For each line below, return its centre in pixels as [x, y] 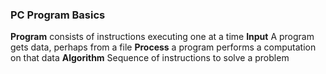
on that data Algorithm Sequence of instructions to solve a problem [150, 58]
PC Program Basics [58, 15]
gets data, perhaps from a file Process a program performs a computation [163, 47]
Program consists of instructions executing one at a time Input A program [162, 37]
